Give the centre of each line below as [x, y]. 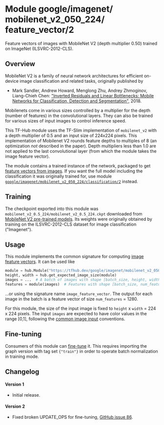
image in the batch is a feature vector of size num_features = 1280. [72, 299]
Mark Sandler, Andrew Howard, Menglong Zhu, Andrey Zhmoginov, [80, 90]
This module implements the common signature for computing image [74, 257]
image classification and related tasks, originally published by [81, 81]
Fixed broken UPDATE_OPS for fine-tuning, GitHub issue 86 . [72, 417]
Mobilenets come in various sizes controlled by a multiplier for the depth [78, 110]
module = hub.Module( [27, 271]
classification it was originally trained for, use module [59, 176]
